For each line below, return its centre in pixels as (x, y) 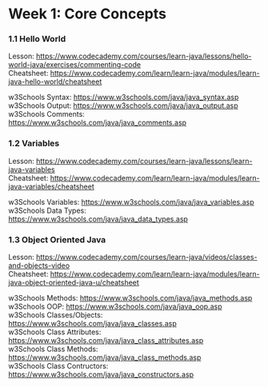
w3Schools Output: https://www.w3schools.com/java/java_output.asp (123, 106)
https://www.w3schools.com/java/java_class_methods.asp (105, 357)
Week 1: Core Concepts (87, 14)
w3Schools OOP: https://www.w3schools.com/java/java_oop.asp (115, 307)
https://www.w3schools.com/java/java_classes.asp (93, 324)
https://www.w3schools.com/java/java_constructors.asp (101, 375)
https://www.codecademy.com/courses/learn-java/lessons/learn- (144, 161)
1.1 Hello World (37, 39)
